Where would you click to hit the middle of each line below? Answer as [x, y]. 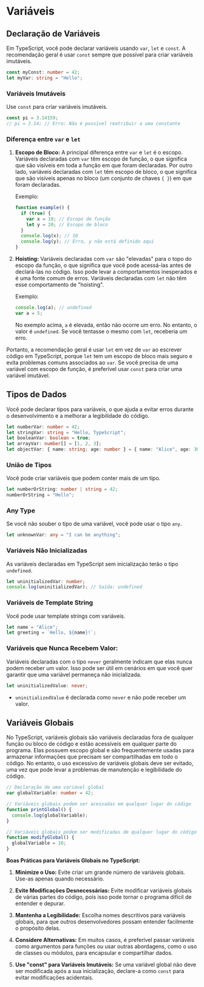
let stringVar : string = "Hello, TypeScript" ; [66, 432]
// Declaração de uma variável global [55, 788]
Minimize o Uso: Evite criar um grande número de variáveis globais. [100, 872]
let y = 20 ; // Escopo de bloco [67, 224]
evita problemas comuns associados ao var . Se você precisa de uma [92, 362]
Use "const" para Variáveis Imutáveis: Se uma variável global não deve [106, 964]
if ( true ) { [36, 213]
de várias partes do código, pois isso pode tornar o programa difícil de [103, 897]
